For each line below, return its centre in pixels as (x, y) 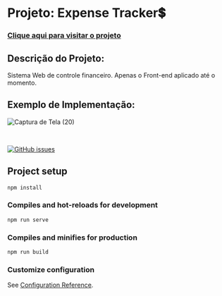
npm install (25, 187)
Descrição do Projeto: (56, 58)
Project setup (38, 172)
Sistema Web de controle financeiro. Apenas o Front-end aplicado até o (111, 75)
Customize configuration (51, 270)
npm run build (28, 252)
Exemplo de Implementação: (71, 105)
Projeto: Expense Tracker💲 (86, 13)
